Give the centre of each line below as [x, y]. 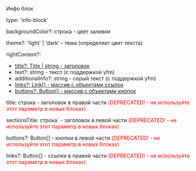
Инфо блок [20, 9]
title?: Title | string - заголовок [52, 66]
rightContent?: [24, 54]
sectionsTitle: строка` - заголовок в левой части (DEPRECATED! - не [91, 120]
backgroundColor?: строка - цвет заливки [58, 31]
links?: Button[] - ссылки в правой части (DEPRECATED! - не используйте [98, 156]
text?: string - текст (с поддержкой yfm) [65, 72]
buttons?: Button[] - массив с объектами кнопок [75, 91]
